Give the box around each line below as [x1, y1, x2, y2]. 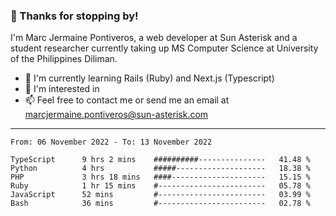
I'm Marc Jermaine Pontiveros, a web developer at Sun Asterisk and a [10, 32, 298, 44]
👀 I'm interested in [24, 83, 100, 95]
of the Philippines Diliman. [10, 53, 118, 65]
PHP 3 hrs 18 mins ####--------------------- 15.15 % [10, 172, 311, 183]
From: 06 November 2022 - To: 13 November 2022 [10, 137, 213, 148]
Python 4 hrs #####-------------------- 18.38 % [10, 164, 311, 174]
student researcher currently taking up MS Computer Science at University [10, 42, 319, 54]
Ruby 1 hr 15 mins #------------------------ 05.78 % [10, 181, 311, 191]
